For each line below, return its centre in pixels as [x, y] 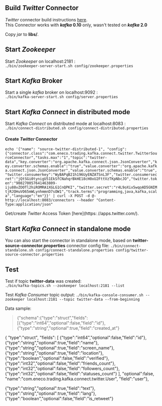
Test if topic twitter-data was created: [43, 281]
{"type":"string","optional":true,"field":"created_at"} [68, 328]
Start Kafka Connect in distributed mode [68, 112]
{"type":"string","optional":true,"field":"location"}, [54, 353]
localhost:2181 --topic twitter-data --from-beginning [83, 300]
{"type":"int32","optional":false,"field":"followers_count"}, [62, 369]
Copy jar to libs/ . [22, 34]
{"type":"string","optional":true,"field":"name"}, [52, 343]
